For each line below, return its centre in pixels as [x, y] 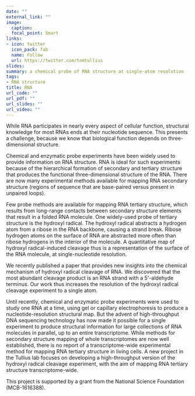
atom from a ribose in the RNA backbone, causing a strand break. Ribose [94, 229]
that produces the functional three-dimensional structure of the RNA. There [97, 175]
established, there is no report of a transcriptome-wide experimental [88, 345]
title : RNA [19, 88]
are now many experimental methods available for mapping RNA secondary [97, 181]
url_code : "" [22, 93]
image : [14, 22]
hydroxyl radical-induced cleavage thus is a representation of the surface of [98, 248]
